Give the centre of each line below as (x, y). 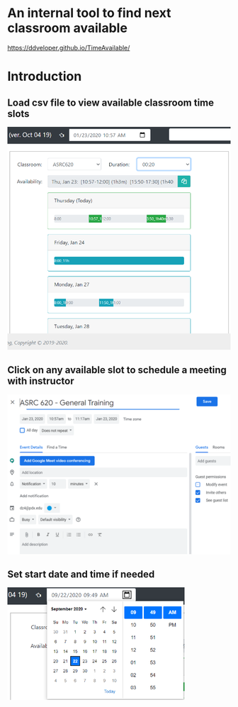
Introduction (45, 77)
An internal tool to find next (89, 13)
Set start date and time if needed (81, 574)
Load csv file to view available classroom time (111, 102)
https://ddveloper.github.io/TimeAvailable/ (69, 48)
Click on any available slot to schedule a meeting (117, 370)
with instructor (41, 381)
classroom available (67, 28)
